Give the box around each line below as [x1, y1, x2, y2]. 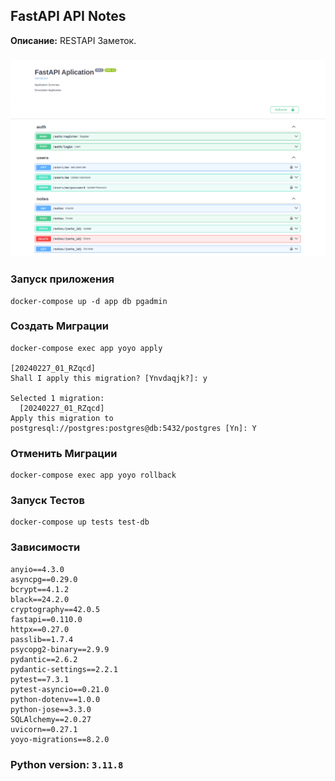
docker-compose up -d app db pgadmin [10, 296, 168, 306]
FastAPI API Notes [10, 8, 127, 25]
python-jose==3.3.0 [10, 704, 92, 714]
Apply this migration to [10, 413, 114, 423]
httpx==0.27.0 [10, 624, 70, 634]
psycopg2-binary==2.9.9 [10, 644, 110, 654]
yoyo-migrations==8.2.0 [10, 734, 110, 744]
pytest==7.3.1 [10, 674, 70, 684]
